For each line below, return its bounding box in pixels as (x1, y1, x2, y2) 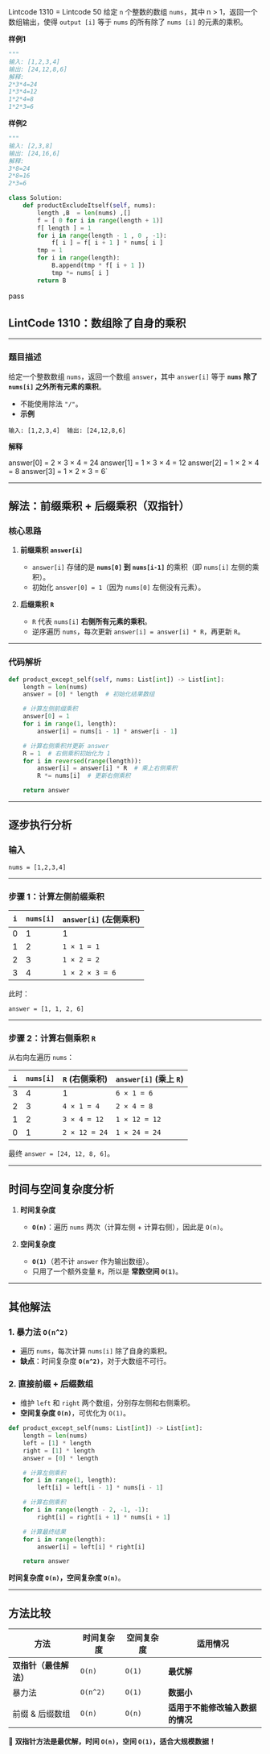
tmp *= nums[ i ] (51, 268, 110, 276)
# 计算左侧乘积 (22, 1469, 67, 1477)
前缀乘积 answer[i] (19, 545, 83, 555)
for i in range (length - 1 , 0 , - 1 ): (37, 231, 167, 239)
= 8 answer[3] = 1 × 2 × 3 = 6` (8, 466, 108, 476)
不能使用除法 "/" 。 (19, 398, 83, 409)
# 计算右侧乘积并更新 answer (22, 742, 110, 750)
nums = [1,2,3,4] (8, 863, 67, 871)
